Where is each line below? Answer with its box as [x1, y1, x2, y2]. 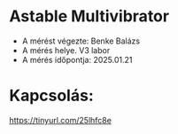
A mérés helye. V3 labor [21, 44, 111, 55]
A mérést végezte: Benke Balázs [21, 35, 140, 46]
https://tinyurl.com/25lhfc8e [9, 114, 112, 125]
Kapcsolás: [9, 86, 95, 106]
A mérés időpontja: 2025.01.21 [21, 54, 133, 65]
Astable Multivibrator [9, 6, 170, 27]
